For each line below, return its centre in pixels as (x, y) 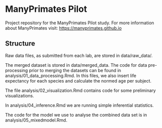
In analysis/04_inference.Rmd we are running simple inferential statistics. (80, 105)
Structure (20, 44)
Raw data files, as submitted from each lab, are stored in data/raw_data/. (79, 55)
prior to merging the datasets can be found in (75, 70)
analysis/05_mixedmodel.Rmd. (36, 120)
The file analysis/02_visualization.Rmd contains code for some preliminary (81, 90)
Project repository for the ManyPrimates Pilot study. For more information (80, 23)
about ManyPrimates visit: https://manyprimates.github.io (63, 28)
